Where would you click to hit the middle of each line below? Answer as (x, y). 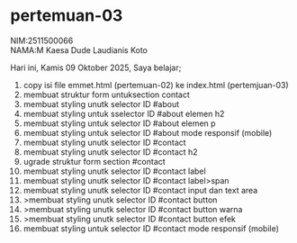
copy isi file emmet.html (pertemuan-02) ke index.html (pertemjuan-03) (156, 85)
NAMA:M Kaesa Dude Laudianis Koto (79, 49)
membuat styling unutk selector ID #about (101, 103)
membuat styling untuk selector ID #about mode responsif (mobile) (148, 132)
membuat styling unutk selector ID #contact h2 (110, 152)
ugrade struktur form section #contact (94, 161)
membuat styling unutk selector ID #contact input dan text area (140, 190)
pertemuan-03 (67, 16)
